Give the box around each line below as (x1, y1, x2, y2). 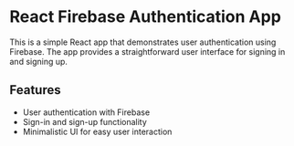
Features (9, 82, 61, 98)
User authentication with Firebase (22, 107, 151, 118)
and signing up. (9, 56, 68, 67)
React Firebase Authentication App (9, 6, 281, 27)
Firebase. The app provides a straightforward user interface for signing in (9, 46, 286, 57)
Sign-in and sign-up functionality (22, 116, 148, 127)
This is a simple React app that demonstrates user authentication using (9, 36, 277, 47)
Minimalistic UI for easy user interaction (22, 126, 173, 137)
